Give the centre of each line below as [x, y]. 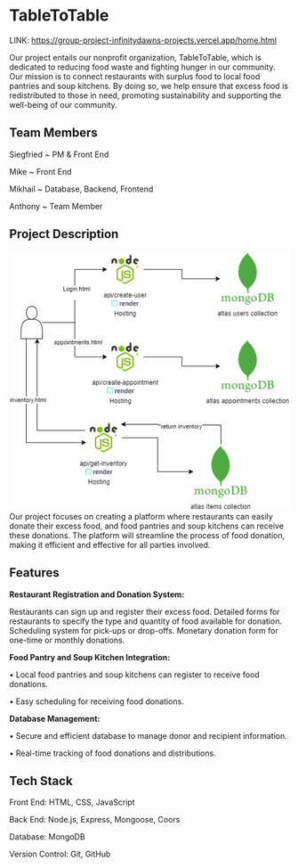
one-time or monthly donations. [67, 640]
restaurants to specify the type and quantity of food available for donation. [146, 621]
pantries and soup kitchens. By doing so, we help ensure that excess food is [149, 86]
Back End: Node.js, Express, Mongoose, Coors [95, 820]
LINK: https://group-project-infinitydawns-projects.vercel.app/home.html [143, 40]
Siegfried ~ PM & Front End [59, 154]
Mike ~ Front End [41, 171]
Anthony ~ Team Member [56, 206]
